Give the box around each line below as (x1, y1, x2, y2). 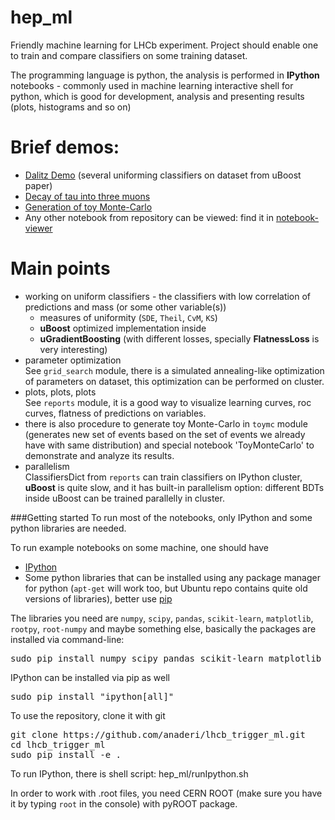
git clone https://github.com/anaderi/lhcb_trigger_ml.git (10, 729, 307, 740)
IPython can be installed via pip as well (10, 671, 170, 683)
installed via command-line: (10, 633, 125, 645)
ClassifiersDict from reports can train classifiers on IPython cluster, (24, 471, 303, 483)
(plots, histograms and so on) (10, 101, 132, 113)
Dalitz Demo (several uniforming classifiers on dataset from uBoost (24, 169, 302, 181)
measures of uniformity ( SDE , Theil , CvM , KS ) (39, 311, 218, 323)
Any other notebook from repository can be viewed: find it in (24, 211, 274, 223)
